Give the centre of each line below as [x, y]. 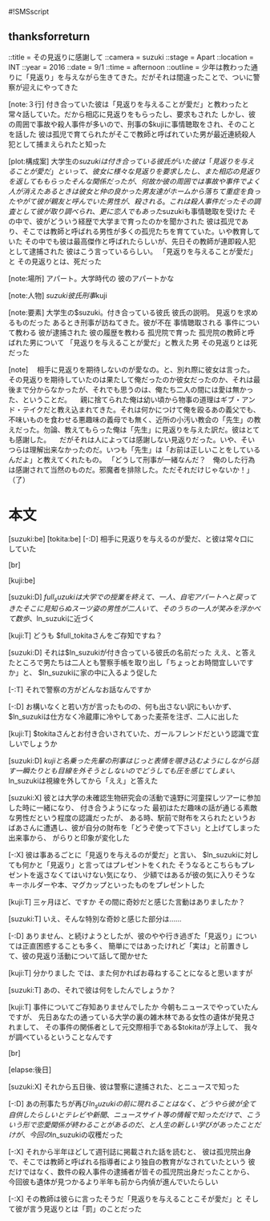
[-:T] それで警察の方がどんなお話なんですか [80, 689]
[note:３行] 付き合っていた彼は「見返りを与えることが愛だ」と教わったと [129, 104]
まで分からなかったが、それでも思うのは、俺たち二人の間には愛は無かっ [134, 389]
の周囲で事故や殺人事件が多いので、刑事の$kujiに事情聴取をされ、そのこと [132, 124]
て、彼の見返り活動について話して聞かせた [78, 956]
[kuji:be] [22, 580]
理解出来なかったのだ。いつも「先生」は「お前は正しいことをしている [145, 449]
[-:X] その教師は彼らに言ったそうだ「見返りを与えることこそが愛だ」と [125, 1199]
